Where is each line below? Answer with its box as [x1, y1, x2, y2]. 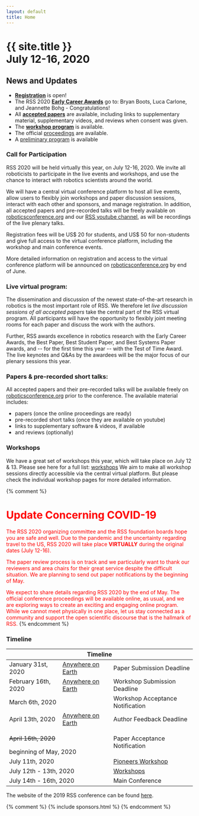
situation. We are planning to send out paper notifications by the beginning [6, 571, 188, 578]
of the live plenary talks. [6, 219, 65, 226]
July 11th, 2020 [9, 757, 54, 765]
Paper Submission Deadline [113, 664, 190, 672]
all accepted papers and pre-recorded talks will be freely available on [6, 207, 176, 214]
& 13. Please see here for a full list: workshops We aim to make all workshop [6, 463, 191, 471]
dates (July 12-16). [6, 546, 52, 554]
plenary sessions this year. [6, 358, 72, 365]
